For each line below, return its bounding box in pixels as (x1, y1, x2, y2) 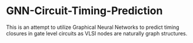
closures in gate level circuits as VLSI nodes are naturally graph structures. (6, 29, 188, 37)
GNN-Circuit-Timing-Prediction (6, 4, 163, 18)
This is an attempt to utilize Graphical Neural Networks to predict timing (6, 24, 179, 31)
